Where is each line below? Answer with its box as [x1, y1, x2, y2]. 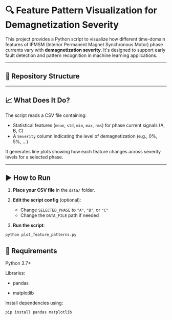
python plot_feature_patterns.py [5, 232, 77, 237]
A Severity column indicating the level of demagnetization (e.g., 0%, [12, 133, 158, 139]
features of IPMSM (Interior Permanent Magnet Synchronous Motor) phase [5, 41, 163, 47]
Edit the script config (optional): [12, 197, 81, 203]
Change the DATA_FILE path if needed [20, 212, 99, 218]
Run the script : [12, 222, 45, 229]
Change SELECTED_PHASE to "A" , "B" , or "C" [20, 207, 109, 213]
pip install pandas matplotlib [5, 310, 72, 315]
